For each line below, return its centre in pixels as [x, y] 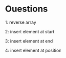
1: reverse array [21, 22]
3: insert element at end [29, 41]
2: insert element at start [30, 31]
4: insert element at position [33, 50]
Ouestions [26, 9]
